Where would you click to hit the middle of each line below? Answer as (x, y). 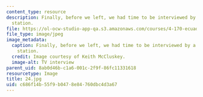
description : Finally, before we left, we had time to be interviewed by (101, 17)
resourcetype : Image (32, 74)
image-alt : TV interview (43, 62)
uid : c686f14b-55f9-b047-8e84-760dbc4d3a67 (62, 85)
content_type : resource (36, 12)
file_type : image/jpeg (35, 34)
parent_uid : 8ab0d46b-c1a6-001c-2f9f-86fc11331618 (71, 68)
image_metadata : (27, 40)
